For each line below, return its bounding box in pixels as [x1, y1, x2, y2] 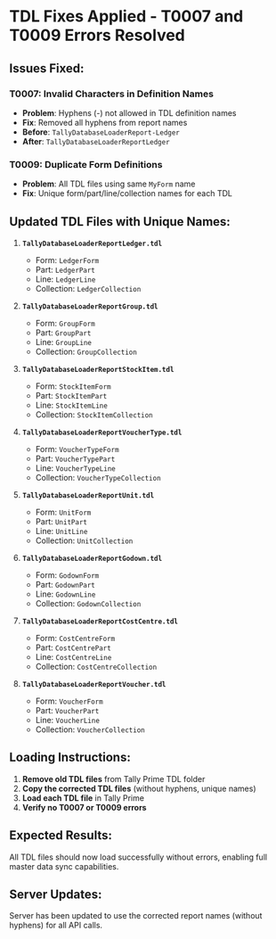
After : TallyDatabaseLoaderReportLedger [21, 136, 171, 146]
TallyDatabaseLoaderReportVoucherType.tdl [21, 428, 183, 437]
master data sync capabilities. [9, 861, 119, 871]
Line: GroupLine [35, 336, 92, 347]
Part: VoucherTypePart [35, 453, 116, 464]
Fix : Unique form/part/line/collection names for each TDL [21, 188, 233, 199]
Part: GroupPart [35, 327, 92, 338]
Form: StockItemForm [35, 381, 111, 391]
